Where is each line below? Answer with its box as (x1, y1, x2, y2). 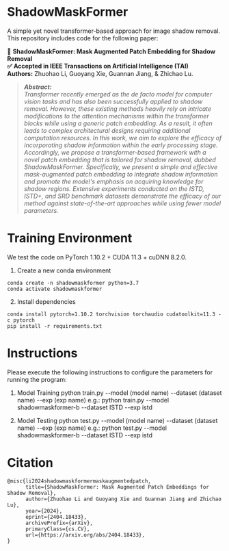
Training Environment (7, 231, 133, 246)
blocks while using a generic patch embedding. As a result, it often (23, 119, 213, 127)
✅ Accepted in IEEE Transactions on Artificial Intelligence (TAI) (7, 62, 189, 70)
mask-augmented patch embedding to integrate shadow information (23, 170, 218, 178)
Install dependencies (16, 297, 77, 305)
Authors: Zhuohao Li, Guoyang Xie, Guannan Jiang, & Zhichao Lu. (7, 69, 193, 77)
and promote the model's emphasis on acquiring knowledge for (23, 177, 204, 185)
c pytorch (7, 316, 36, 324)
